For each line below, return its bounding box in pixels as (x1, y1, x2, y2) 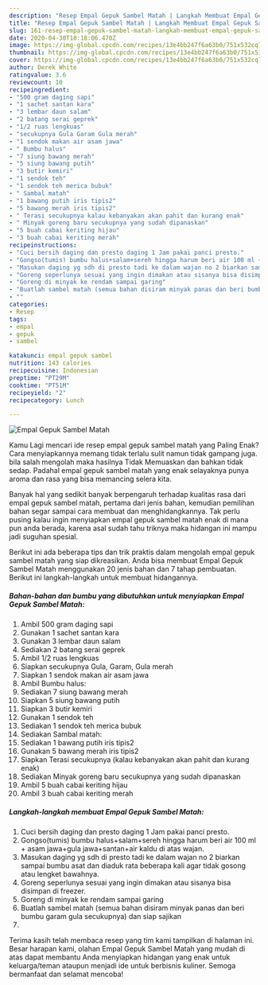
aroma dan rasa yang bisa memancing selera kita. (9, 475, 172, 484)
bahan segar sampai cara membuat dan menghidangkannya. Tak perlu (9, 506, 241, 516)
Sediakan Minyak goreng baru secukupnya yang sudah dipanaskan (20, 772, 241, 781)
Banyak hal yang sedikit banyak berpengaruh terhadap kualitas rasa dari (9, 490, 246, 499)
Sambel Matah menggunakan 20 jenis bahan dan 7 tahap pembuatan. (9, 565, 237, 574)
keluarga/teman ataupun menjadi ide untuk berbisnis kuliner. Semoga (9, 961, 236, 971)
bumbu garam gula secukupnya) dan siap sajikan (20, 912, 182, 921)
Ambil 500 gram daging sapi (20, 620, 114, 629)
